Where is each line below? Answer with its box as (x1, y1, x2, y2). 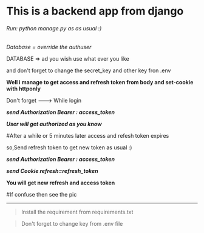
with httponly (6, 85, 41, 92)
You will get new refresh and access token (6, 179, 115, 186)
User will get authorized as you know (6, 120, 102, 128)
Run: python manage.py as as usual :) (6, 24, 102, 32)
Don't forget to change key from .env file (21, 220, 123, 228)
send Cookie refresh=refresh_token (6, 167, 98, 175)
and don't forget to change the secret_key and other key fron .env (6, 67, 171, 74)
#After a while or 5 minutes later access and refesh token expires (6, 132, 169, 140)
